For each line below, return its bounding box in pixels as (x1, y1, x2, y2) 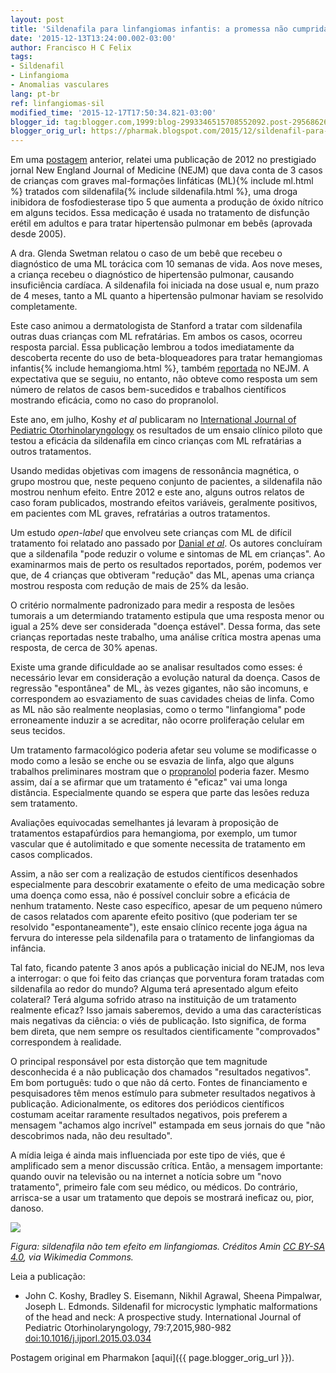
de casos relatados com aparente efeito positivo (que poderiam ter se (10, 911, 298, 923)
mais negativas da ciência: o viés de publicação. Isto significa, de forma (10, 1015, 307, 1027)
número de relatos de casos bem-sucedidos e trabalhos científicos (10, 384, 287, 396)
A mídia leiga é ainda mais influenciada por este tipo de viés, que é (10, 1149, 286, 1161)
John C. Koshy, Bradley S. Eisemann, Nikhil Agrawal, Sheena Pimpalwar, (24, 1290, 323, 1302)
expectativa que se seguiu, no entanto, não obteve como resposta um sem (10, 373, 318, 385)
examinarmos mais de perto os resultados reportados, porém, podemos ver (10, 559, 322, 571)
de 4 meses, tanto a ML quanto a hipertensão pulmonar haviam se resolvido (10, 290, 324, 302)
